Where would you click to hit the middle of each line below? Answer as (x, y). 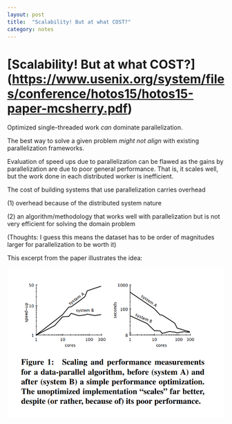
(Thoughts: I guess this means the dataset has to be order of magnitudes (111, 237)
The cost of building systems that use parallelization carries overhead (106, 190)
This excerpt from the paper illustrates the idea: (75, 258)
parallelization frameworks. (46, 148)
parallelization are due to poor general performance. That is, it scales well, (113, 169)
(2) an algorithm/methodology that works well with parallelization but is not (114, 216)
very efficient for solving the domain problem (71, 224)
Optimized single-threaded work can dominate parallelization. (95, 127)
